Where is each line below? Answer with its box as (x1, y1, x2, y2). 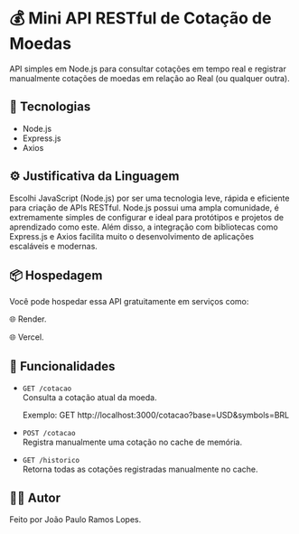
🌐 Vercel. (9, 332, 44, 342)
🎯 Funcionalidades (9, 359, 116, 374)
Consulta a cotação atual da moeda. (22, 392, 157, 403)
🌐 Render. (9, 314, 47, 324)
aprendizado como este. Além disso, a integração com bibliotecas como (9, 221, 278, 232)
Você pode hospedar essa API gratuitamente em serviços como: (9, 296, 249, 307)
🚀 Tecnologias (9, 99, 91, 115)
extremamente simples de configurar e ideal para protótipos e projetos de (9, 211, 285, 222)
